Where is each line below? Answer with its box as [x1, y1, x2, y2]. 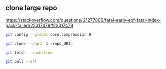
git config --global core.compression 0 [5, 32, 92, 37]
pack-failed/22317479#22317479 [5, 22, 74, 28]
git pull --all [5, 59, 37, 64]
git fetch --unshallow [5, 50, 53, 55]
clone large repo [5, 4, 57, 12]
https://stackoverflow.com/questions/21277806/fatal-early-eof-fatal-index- [5, 17, 161, 23]
